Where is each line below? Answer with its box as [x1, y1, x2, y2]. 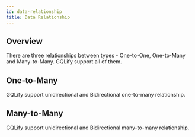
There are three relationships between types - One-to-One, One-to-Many [6, 52, 186, 59]
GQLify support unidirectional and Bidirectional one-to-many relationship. [6, 91, 186, 98]
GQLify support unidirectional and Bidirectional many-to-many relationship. [6, 124, 190, 131]
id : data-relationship [6, 8, 62, 15]
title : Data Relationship [6, 14, 70, 20]
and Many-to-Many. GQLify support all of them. [6, 58, 123, 65]
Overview [6, 36, 43, 46]
